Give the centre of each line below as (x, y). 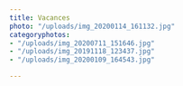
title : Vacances (40, 18)
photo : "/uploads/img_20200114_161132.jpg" (92, 26)
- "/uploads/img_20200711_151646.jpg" (82, 43)
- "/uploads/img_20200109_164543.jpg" (82, 60)
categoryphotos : (40, 34)
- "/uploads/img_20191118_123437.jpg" (82, 52)
